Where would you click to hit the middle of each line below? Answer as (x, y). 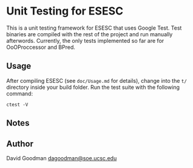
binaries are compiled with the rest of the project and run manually (90, 34)
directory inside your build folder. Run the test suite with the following (93, 87)
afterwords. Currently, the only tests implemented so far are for (85, 40)
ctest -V (17, 105)
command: (20, 93)
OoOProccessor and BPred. (41, 47)
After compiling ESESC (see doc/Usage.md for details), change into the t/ (96, 80)
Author (20, 144)
